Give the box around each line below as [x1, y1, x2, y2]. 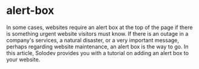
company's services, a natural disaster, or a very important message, [6, 36, 180, 44]
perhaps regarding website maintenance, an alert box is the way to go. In [6, 43, 189, 50]
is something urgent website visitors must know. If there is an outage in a [6, 30, 189, 37]
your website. [6, 56, 41, 63]
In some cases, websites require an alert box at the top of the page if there [6, 24, 193, 31]
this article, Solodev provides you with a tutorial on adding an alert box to [6, 49, 189, 56]
